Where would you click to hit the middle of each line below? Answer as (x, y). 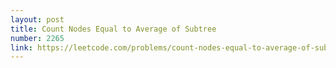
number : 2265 (37, 38)
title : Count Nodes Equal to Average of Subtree (113, 29)
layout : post (37, 19)
